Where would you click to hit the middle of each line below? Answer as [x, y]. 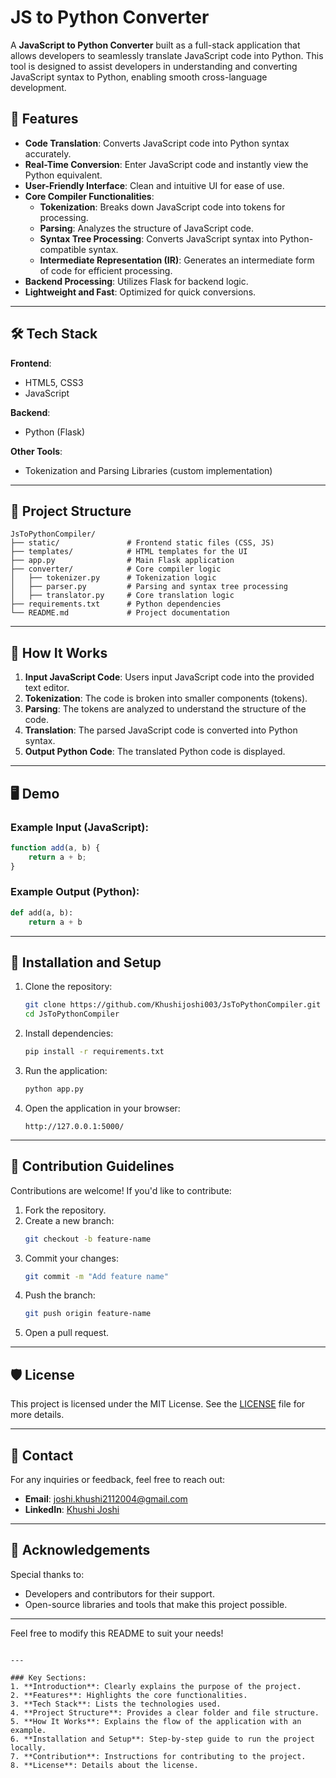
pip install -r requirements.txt [94, 1052]
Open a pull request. [67, 1333]
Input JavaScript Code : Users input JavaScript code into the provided [169, 677]
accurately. [48, 153]
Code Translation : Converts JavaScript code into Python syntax [157, 143]
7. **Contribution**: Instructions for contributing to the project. [158, 1756]
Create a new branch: [69, 1220]
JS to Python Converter [110, 17]
